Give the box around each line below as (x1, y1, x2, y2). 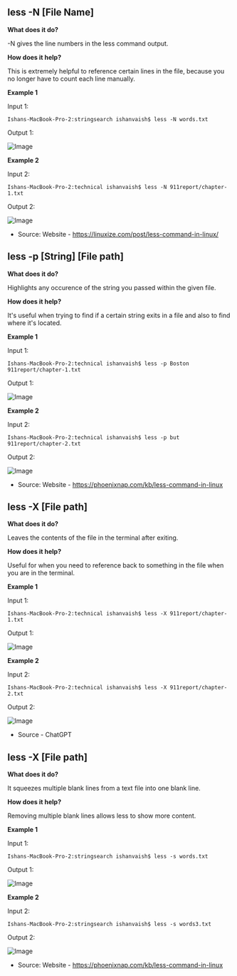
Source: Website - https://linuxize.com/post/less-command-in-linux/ (17, 230, 219, 238)
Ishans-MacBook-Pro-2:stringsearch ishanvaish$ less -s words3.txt (7, 920, 212, 928)
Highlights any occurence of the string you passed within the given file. (7, 283, 216, 292)
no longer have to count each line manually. (7, 74, 135, 83)
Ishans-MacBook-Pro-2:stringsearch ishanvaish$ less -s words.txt (7, 853, 209, 861)
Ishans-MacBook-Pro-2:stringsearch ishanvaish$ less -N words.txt (7, 115, 209, 123)
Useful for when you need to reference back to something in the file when (7, 561, 224, 570)
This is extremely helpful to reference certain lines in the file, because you (7, 66, 225, 75)
